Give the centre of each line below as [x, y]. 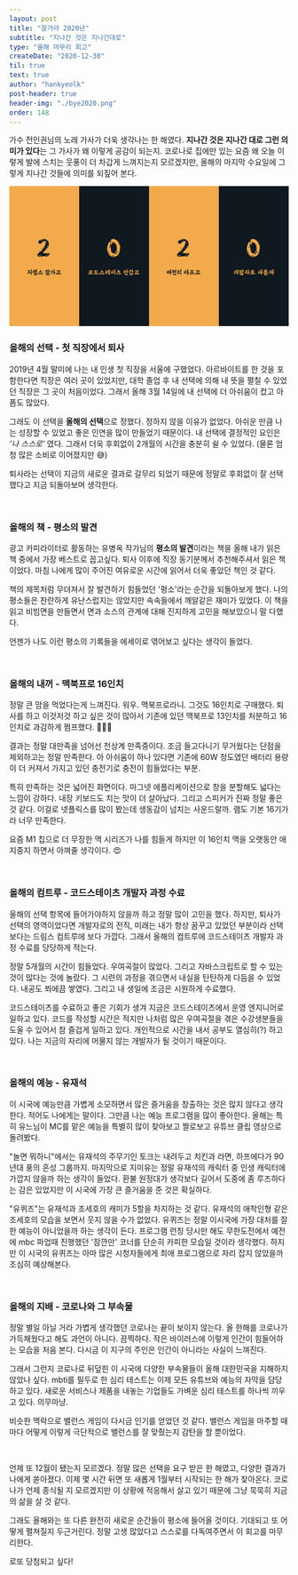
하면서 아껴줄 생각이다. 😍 [77, 851]
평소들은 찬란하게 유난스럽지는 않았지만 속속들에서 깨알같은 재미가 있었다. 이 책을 [149, 600]
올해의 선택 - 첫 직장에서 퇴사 [67, 348]
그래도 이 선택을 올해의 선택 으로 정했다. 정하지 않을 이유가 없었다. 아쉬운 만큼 [141, 421]
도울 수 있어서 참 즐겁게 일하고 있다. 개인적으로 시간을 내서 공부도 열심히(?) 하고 [146, 1029]
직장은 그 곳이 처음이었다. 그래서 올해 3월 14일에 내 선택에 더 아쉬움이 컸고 [146, 391]
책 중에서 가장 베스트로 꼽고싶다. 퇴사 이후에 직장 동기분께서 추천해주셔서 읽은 [143, 559]
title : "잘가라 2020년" [50, 28]
